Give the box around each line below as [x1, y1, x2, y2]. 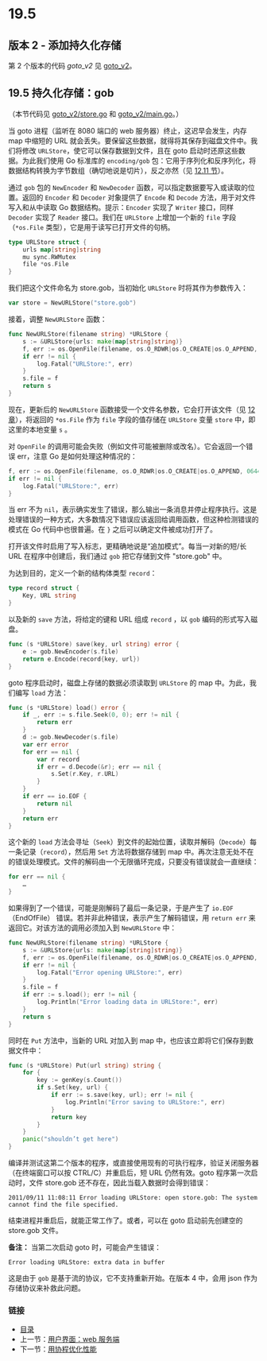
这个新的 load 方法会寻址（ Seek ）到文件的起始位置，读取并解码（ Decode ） [8, 837, 250, 847]
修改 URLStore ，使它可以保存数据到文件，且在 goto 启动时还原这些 [21, 145, 238, 155]
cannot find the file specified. [8, 1201, 119, 1209]
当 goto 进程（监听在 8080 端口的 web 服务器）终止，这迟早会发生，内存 [8, 126, 248, 135]
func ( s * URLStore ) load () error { [8, 704, 126, 712]
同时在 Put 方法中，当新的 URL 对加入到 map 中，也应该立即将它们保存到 [8, 1035, 247, 1045]
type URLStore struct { [8, 238, 87, 246]
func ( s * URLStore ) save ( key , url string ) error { [8, 641, 180, 649]
